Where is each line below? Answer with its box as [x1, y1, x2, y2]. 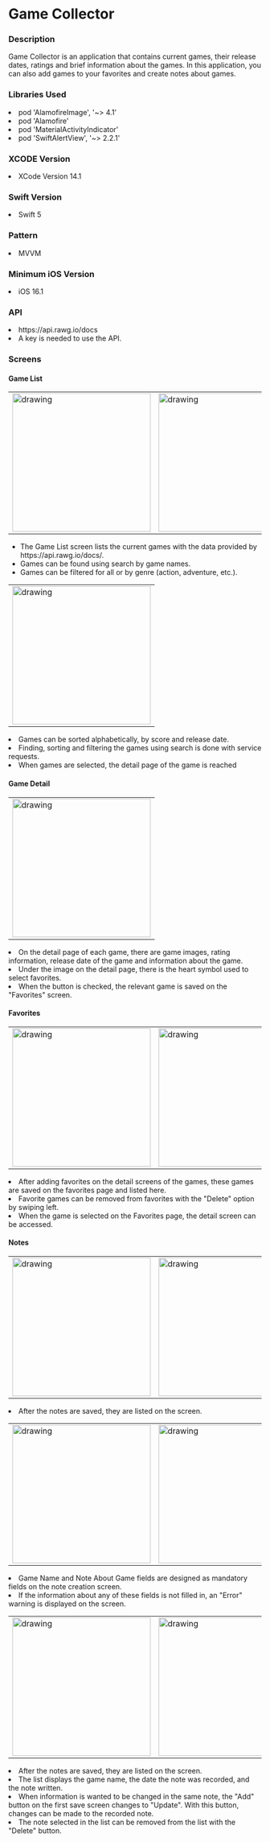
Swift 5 [18, 210, 42, 220]
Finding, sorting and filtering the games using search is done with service [18, 743, 262, 753]
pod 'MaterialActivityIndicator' [18, 124, 119, 134]
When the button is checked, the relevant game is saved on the [18, 981, 227, 991]
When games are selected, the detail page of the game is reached [18, 760, 237, 770]
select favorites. [8, 973, 62, 982]
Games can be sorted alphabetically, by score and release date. [18, 734, 230, 745]
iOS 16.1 [18, 287, 44, 296]
